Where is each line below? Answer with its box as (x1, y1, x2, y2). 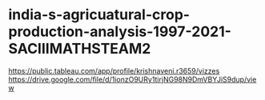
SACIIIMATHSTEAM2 (8, 40, 151, 58)
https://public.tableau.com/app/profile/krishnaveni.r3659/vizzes (8, 66, 220, 75)
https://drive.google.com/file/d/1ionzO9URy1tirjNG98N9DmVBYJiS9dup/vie (8, 74, 257, 84)
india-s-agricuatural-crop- (8, 6, 191, 24)
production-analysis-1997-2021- (8, 22, 232, 41)
